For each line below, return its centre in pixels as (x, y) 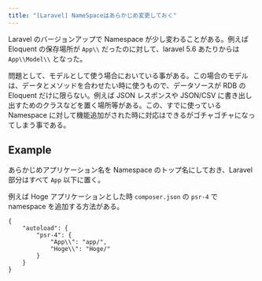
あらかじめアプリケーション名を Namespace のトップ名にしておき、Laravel (131, 170)
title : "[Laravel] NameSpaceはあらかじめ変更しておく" (92, 15)
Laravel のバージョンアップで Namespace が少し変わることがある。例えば (129, 39)
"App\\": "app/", (79, 242)
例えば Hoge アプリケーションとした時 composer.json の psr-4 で (113, 197)
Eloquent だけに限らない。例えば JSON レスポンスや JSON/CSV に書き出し (130, 95)
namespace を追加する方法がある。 (66, 207)
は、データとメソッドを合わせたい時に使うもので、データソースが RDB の (127, 85)
